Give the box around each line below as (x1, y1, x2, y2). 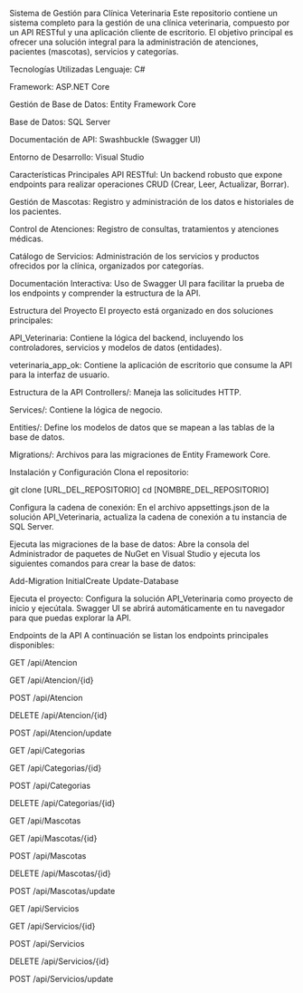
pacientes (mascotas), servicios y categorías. (9, 46, 179, 57)
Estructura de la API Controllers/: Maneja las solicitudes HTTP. (9, 387, 242, 397)
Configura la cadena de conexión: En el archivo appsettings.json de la (9, 502, 270, 512)
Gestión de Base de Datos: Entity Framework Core (9, 99, 196, 110)
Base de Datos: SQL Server (9, 117, 111, 127)
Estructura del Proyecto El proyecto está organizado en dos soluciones (9, 306, 274, 316)
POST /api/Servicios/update (9, 974, 114, 984)
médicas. (9, 233, 43, 244)
